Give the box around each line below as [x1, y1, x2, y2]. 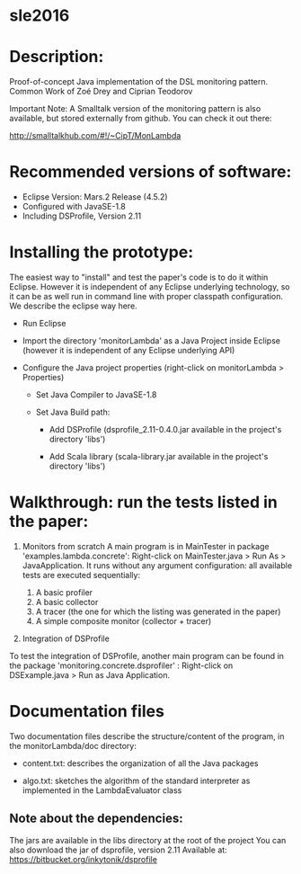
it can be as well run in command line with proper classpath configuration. [9, 291, 284, 301]
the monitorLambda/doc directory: [9, 740, 137, 751]
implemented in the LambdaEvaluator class [22, 784, 182, 796]
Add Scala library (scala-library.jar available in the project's [49, 451, 269, 461]
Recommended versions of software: [9, 162, 292, 183]
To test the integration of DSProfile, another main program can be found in [9, 650, 285, 661]
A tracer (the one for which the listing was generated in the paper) [35, 606, 281, 617]
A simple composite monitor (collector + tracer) [35, 615, 212, 626]
